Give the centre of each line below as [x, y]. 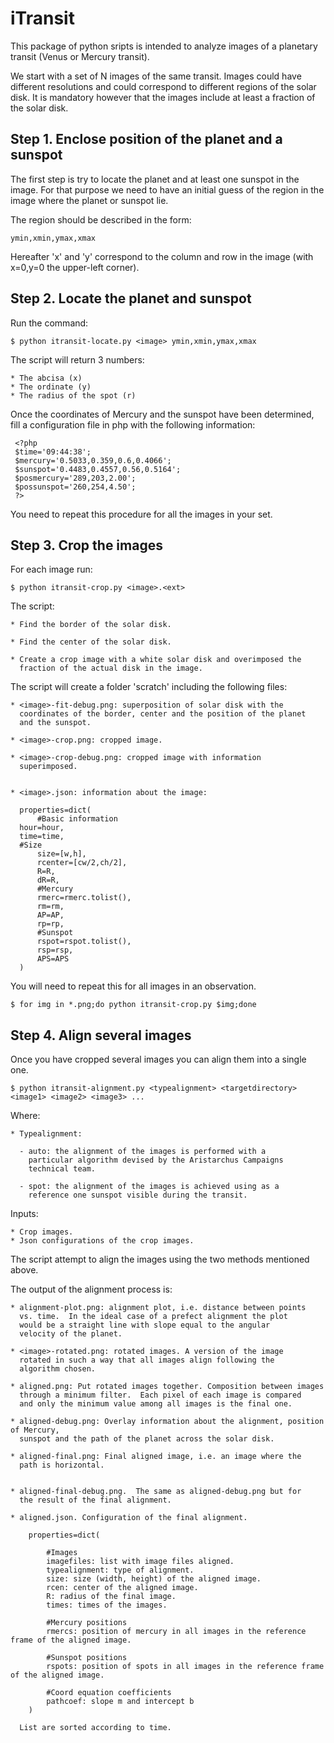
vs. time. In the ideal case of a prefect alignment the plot [153, 1317]
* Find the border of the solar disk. [91, 625]
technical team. [62, 1169]
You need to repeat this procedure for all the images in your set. [141, 514]
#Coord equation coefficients [109, 1693]
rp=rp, [50, 924]
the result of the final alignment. [95, 1500]
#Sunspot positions [87, 1658]
